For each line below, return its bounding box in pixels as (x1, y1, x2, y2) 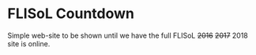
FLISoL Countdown (7, 5, 135, 23)
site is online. (7, 38, 51, 48)
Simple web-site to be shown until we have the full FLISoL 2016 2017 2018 (7, 31, 248, 40)
